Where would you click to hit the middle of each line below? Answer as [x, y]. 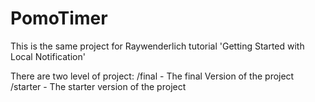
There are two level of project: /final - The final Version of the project [152, 76]
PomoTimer [59, 18]
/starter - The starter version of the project [98, 86]
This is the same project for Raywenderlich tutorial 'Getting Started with [157, 46]
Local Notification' [48, 56]
